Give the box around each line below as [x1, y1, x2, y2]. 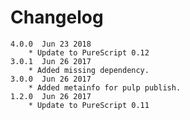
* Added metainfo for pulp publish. [28, 82, 182, 93]
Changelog [10, 6, 104, 29]
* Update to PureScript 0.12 [28, 47, 150, 58]
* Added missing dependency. [28, 65, 150, 75]
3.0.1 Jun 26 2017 [10, 56, 92, 66]
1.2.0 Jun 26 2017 [10, 91, 92, 101]
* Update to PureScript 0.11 [28, 100, 150, 110]
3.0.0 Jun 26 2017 [10, 74, 92, 84]
